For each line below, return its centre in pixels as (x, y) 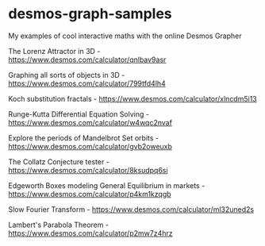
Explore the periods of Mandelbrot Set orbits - (83, 138)
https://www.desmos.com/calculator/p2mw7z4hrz (90, 233)
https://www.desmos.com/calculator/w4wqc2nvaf (90, 122)
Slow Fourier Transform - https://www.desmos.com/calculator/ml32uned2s (131, 209)
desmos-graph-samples (90, 14)
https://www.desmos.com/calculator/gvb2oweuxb (90, 146)
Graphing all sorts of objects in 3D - (67, 75)
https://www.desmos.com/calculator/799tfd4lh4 (87, 83)
